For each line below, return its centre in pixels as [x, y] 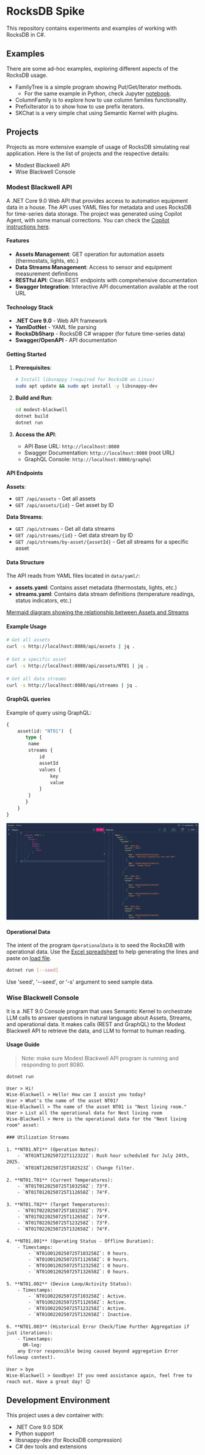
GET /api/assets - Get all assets [55, 498]
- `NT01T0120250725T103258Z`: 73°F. [64, 1186]
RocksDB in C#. [26, 34]
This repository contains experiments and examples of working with [92, 28]
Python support [35, 1433]
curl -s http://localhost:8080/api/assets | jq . [71, 647]
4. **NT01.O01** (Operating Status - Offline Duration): [80, 1241]
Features [18, 241]
